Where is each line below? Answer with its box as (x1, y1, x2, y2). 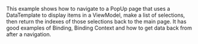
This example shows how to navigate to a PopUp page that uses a (6, 5, 170, 12)
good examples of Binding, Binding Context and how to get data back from (6, 24, 192, 31)
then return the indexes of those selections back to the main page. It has (6, 18, 187, 25)
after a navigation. (6, 31, 51, 38)
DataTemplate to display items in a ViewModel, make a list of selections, (6, 11, 185, 19)
